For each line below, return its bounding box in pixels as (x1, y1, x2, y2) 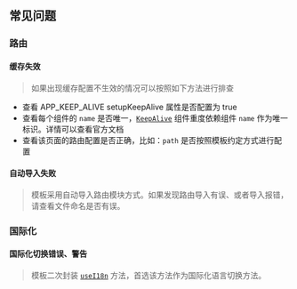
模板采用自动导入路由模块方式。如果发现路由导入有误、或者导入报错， (30, 189, 289, 200)
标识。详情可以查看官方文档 (21, 124, 124, 134)
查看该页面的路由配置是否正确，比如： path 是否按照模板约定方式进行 (21, 134, 275, 145)
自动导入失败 (9, 168, 56, 179)
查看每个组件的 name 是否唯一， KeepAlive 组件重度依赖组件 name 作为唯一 (21, 112, 289, 123)
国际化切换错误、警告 (9, 248, 87, 260)
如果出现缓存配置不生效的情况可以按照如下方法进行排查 (30, 83, 234, 93)
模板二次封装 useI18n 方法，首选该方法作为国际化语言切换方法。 (30, 269, 267, 280)
